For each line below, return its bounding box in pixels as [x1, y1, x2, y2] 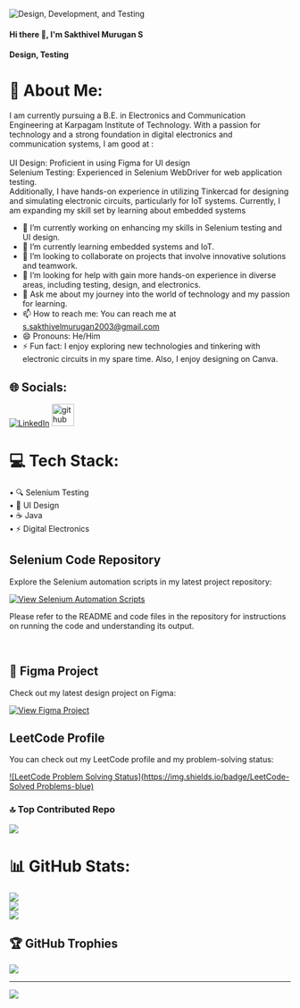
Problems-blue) [37, 781, 95, 792]
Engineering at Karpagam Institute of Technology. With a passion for [9, 120, 261, 130]
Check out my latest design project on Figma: [9, 687, 177, 698]
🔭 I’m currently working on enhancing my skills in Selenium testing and [21, 223, 283, 233]
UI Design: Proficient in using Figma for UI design [9, 157, 190, 169]
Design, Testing [9, 49, 70, 60]
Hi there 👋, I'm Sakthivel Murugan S [9, 29, 144, 39]
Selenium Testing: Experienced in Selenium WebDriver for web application [9, 167, 283, 178]
